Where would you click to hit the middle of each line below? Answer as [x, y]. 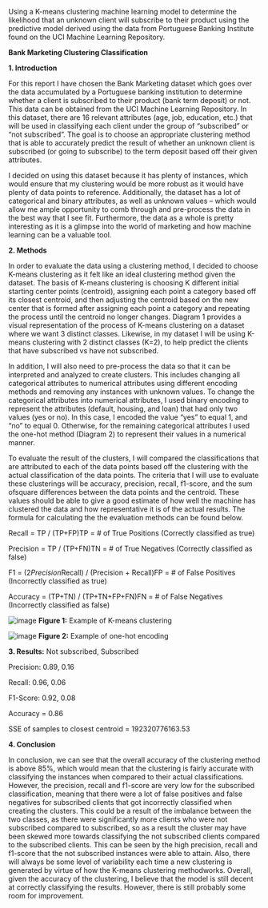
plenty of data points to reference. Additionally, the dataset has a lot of [125, 192]
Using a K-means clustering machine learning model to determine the [123, 12]
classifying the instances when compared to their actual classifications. [126, 777]
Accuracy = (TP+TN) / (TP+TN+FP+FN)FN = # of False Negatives [116, 596]
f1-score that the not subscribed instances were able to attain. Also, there [129, 853]
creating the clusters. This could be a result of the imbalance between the [130, 811]
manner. [22, 442]
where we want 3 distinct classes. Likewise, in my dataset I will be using [127, 334]
